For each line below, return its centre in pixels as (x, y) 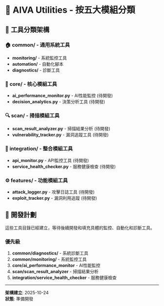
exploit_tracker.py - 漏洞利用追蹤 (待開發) (54, 198)
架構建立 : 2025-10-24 (27, 293)
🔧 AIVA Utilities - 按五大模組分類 (70, 10)
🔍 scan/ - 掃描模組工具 (32, 116)
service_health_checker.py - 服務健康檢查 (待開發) (64, 166)
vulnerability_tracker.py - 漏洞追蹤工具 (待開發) (60, 135)
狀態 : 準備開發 (19, 299)
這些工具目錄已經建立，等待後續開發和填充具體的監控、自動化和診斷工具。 (80, 228)
